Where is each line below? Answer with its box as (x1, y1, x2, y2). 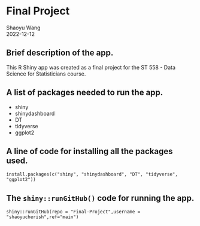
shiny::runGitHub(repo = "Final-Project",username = (6, 209, 141, 215)
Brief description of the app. (6, 48, 114, 58)
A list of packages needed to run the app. (6, 88, 163, 98)
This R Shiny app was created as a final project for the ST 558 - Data (6, 64, 175, 71)
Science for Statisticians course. (6, 70, 86, 77)
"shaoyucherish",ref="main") (6, 214, 79, 220)
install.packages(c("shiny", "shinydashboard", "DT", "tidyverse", (6, 171, 178, 177)
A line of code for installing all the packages (6, 146, 173, 156)
